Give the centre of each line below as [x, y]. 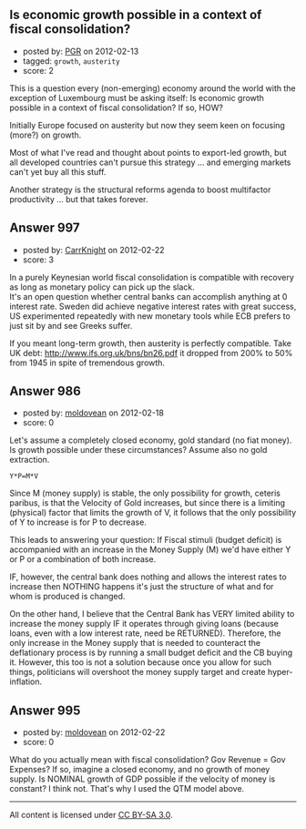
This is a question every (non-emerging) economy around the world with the [153, 88]
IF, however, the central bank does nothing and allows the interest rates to [148, 577]
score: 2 [38, 70]
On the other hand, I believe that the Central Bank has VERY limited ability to [152, 614]
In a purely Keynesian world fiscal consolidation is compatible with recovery [152, 277]
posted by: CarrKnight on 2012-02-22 [93, 250]
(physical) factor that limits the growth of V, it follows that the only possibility [153, 513]
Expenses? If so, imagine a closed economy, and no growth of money [140, 770]
